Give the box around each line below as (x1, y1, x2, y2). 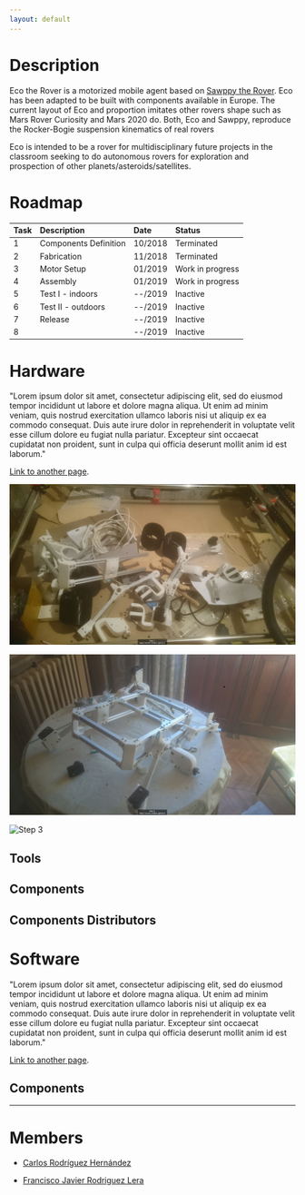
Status (175, 225, 202, 235)
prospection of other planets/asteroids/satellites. (9, 160, 192, 172)
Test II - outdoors (39, 301, 106, 312)
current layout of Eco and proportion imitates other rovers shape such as (9, 104, 281, 115)
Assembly (39, 276, 77, 286)
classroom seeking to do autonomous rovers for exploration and (9, 151, 250, 162)
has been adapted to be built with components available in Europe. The (9, 94, 276, 105)
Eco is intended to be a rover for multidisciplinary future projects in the (9, 141, 274, 152)
